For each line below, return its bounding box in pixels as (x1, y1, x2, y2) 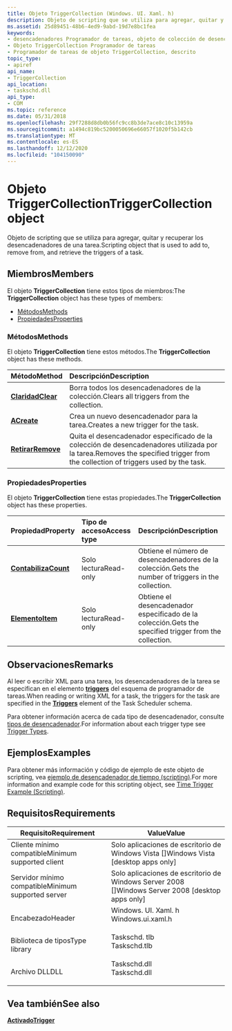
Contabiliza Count (10, 564, 70, 574)
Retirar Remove (10, 444, 61, 453)
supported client (10, 857, 64, 867)
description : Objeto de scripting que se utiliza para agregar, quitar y (7, 17, 224, 23)
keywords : (7, 29, 36, 37)
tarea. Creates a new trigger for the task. (69, 419, 199, 429)
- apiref (7, 62, 32, 68)
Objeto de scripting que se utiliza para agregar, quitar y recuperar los (7, 233, 204, 242)
